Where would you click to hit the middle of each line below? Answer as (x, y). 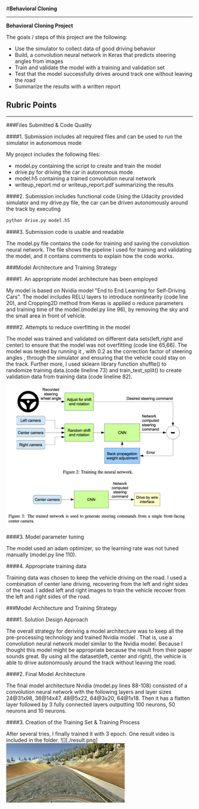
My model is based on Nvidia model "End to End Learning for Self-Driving (96, 290)
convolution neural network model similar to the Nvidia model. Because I (94, 643)
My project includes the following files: (53, 154)
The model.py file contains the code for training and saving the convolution (98, 243)
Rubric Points (32, 105)
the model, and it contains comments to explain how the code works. (90, 256)
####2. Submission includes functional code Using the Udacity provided (95, 196)
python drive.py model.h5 (38, 220)
